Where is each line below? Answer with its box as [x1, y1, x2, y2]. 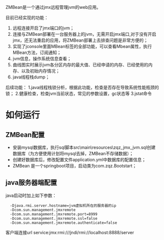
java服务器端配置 [5, 178, 58, 187]
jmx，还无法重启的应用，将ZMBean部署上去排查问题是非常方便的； [12, 37, 148, 43]
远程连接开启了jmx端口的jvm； [12, 25, 75, 31]
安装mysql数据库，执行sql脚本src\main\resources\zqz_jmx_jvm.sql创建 [12, 144, 156, 150]
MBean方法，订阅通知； [12, 49, 61, 55]
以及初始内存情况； [21, 68, 60, 73]
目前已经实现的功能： [5, 15, 48, 21]
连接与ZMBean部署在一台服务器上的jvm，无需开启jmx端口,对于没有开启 [12, 31, 157, 37]
